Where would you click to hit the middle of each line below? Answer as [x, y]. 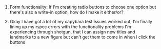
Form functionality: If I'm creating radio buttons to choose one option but [83, 7]
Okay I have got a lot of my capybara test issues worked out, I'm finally [81, 22]
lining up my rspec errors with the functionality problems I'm [70, 27]
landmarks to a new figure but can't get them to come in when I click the [82, 37]
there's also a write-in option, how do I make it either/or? [66, 12]
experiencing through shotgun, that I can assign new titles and [72, 32]
